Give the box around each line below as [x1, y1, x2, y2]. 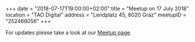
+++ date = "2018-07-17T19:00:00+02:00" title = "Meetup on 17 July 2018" [5, 5, 189, 12]
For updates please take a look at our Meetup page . [5, 29, 132, 36]
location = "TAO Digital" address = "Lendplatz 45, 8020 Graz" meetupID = [5, 11, 187, 18]
